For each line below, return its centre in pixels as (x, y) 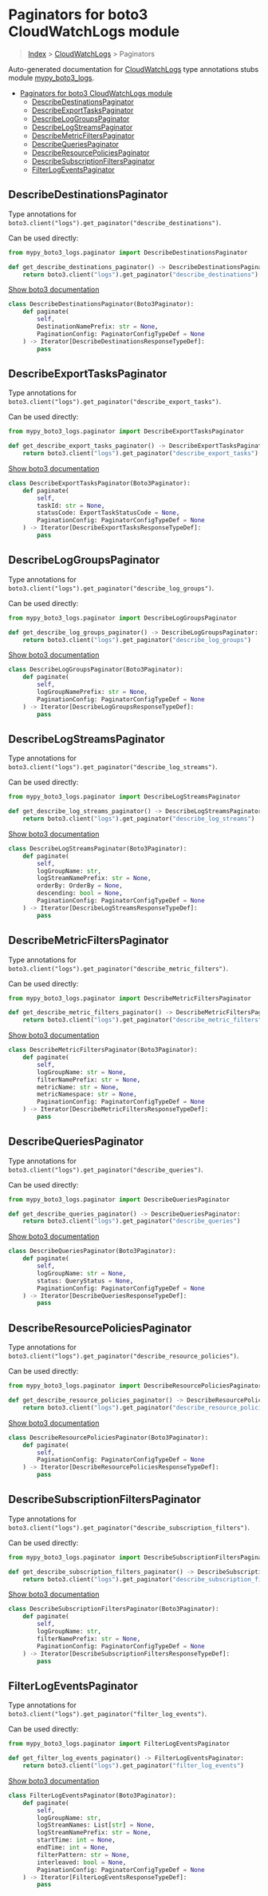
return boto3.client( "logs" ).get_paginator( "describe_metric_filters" (142, 1020)
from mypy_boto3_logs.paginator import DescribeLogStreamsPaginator (124, 797)
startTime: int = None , (76, 1840)
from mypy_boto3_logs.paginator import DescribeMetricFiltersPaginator (130, 998)
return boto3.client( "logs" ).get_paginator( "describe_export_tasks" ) (141, 454)
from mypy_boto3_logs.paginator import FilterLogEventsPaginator (119, 1744)
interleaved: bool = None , (82, 1862)
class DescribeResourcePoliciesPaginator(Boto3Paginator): (108, 1438)
